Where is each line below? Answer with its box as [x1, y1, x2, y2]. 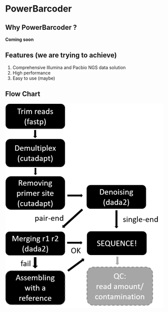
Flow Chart [5, 90, 40, 98]
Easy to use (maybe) [12, 75, 55, 81]
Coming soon [5, 36, 34, 42]
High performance [12, 70, 51, 76]
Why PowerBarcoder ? [5, 23, 77, 32]
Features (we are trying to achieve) [5, 51, 117, 59]
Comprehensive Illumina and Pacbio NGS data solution [12, 64, 126, 71]
